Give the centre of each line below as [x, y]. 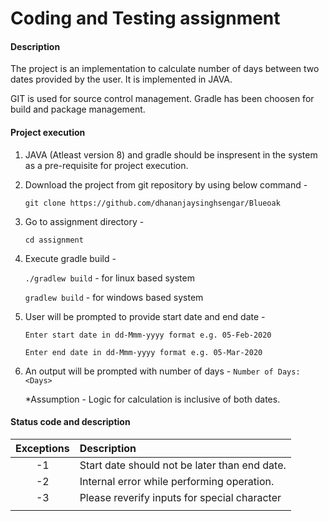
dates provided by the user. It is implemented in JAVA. [121, 79]
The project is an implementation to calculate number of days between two [165, 69]
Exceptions [42, 448]
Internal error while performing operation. [177, 481]
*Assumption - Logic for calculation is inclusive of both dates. [152, 399]
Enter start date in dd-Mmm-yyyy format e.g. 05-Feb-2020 [148, 335]
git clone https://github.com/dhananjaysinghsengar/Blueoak [152, 203]
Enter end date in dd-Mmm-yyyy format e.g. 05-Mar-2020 [143, 352]
